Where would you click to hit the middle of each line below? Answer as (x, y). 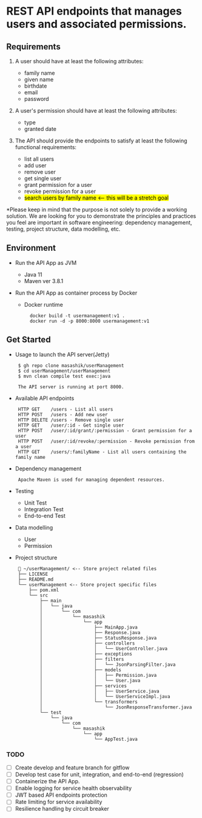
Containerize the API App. (47, 781)
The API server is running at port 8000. (71, 387)
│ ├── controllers (87, 643)
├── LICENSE (33, 574)
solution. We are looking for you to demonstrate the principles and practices (101, 216)
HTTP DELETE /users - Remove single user (71, 420)
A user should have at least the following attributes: (79, 61)
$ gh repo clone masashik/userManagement (71, 365)
